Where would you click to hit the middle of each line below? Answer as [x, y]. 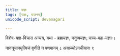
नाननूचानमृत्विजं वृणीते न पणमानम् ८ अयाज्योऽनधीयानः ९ [50, 48]
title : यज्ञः [16, 10]
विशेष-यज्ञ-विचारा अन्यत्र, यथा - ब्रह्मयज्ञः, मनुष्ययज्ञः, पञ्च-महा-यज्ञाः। [61, 38]
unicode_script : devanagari [35, 19]
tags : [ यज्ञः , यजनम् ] [24, 15]
